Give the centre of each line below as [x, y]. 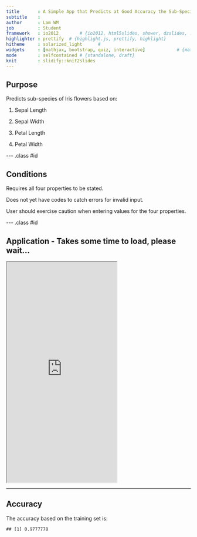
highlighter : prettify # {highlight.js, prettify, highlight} [86, 39]
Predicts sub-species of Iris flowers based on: [62, 99]
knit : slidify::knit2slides [51, 61]
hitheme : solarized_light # [53, 45]
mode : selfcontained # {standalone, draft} [70, 55]
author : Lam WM [33, 22]
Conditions [27, 174]
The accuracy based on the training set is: [57, 518]
